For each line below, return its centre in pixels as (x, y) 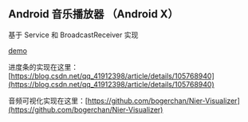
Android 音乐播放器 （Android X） (94, 14)
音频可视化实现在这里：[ (48, 101)
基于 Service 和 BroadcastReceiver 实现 (73, 35)
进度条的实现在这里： (43, 67)
